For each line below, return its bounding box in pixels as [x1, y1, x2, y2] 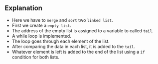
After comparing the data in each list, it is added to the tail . [11, 43, 136, 49]
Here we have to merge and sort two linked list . [11, 17, 113, 23]
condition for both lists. [11, 54, 60, 60]
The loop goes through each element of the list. [11, 38, 110, 44]
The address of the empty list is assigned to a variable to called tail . [11, 27, 154, 34]
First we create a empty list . [11, 22, 72, 28]
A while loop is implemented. [11, 33, 72, 39]
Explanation [4, 4, 43, 12]
